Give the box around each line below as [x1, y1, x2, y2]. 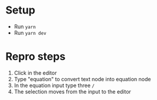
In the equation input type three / [14, 82, 95, 89]
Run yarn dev [14, 29, 46, 36]
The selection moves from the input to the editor [14, 88, 132, 95]
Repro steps [5, 50, 66, 64]
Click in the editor [14, 69, 57, 76]
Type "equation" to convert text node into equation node [14, 75, 151, 82]
